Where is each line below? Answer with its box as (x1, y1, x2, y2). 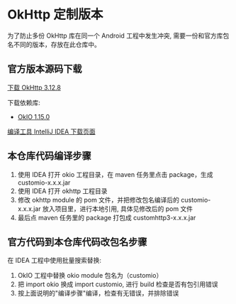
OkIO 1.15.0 (17, 112, 50, 121)
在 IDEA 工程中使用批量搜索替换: (7, 256, 101, 265)
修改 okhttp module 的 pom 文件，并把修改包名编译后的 (17, 195, 179, 204)
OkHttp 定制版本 (7, 6, 103, 23)
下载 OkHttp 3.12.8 (7, 83, 62, 92)
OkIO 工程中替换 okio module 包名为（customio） (17, 271, 163, 280)
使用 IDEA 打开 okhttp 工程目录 (17, 186, 108, 195)
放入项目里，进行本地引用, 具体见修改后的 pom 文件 (42, 204, 193, 213)
